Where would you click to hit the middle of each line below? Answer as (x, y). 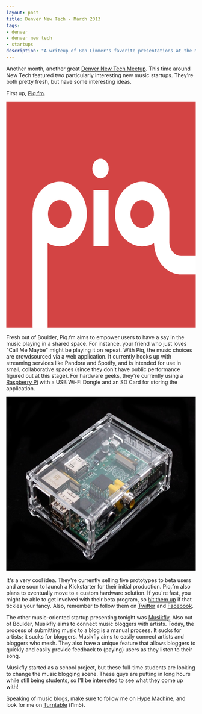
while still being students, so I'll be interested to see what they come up (95, 680)
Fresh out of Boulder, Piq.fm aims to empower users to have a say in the (95, 337)
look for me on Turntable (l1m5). (46, 704)
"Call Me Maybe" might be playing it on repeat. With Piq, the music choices (99, 350)
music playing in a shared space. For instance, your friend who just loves (96, 343)
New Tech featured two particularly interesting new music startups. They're (100, 75)
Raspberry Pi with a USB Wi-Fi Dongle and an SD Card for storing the (92, 382)
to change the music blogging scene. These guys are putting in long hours (98, 674)
